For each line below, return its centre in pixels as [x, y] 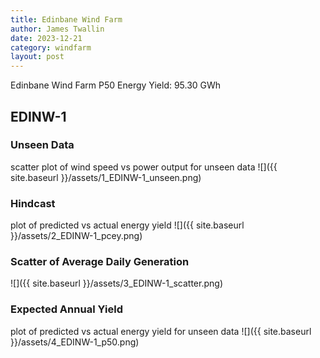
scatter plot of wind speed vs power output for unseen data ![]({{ [144, 167]
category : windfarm [51, 47]
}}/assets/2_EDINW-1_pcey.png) [76, 236]
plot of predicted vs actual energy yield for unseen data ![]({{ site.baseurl [161, 331]
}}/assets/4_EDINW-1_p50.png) [75, 342]
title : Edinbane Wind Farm [66, 19]
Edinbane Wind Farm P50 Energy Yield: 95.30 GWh [116, 85]
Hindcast [33, 203]
